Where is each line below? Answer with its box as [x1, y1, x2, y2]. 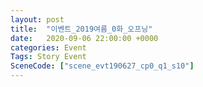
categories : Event [10, 42, 87, 53]
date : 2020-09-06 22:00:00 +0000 [10, 33, 159, 43]
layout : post [10, 14, 65, 25]
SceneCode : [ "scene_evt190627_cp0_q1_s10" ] [10, 61, 195, 71]
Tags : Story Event [10, 52, 87, 62]
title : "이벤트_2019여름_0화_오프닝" [10, 24, 153, 34]
